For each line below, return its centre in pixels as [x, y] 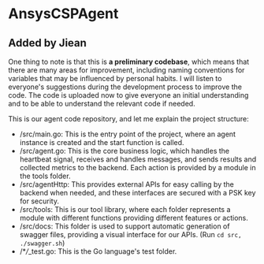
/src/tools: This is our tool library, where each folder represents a [125, 209]
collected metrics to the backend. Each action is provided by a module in [138, 167]
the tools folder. [45, 176]
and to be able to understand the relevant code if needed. [102, 104]
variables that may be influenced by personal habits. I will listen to [115, 78]
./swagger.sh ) [42, 243]
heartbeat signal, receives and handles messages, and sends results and [138, 159]
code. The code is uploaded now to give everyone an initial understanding [128, 95]
